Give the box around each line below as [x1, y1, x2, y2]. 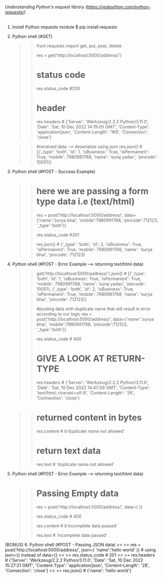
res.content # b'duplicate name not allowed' [36, 428, 125, 434]
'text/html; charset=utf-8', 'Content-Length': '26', [36, 390, 135, 395]
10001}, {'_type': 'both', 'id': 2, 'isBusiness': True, [36, 286, 134, 292]
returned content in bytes [36, 412, 142, 423]
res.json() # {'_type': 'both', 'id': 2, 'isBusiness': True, [36, 242, 143, 247]
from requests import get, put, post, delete [36, 43, 122, 49]
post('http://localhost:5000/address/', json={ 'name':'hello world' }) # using [5, 547, 156, 553]
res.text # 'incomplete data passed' [36, 532, 108, 538]
